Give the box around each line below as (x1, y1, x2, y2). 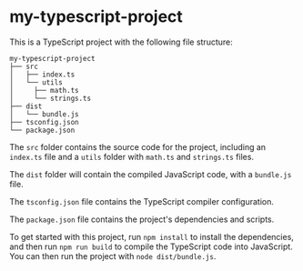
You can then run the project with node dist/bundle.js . (9, 250, 217, 261)
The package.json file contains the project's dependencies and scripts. (9, 214, 275, 225)
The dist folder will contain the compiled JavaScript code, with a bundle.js (9, 168, 292, 179)
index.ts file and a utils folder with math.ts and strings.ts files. (9, 151, 255, 162)
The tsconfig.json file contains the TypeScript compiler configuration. (9, 196, 275, 206)
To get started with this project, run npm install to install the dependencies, (9, 231, 294, 242)
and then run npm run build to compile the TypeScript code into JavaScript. (9, 241, 293, 252)
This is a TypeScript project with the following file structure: (9, 36, 234, 47)
